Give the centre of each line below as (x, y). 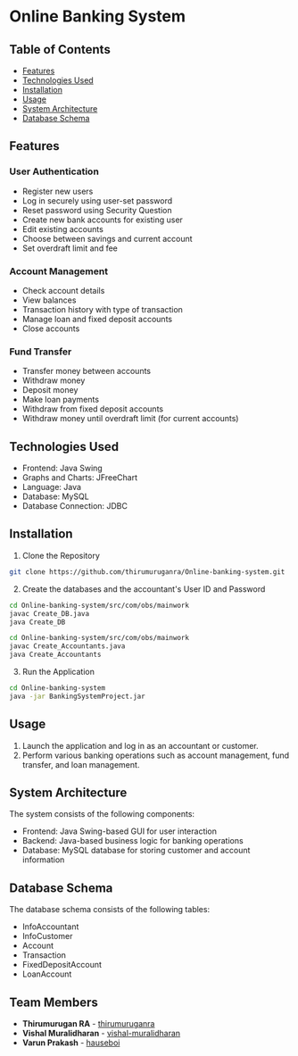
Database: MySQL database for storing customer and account (136, 851)
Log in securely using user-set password (97, 200)
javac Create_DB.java (50, 613)
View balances (49, 300)
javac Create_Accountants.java (67, 646)
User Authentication (54, 171)
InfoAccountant (50, 927)
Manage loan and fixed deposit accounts (97, 319)
